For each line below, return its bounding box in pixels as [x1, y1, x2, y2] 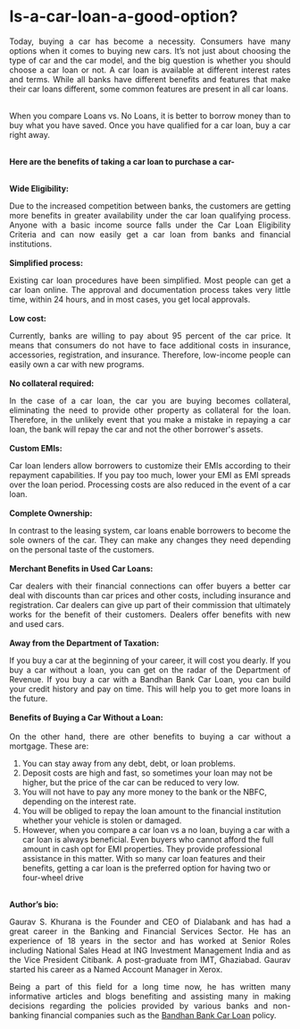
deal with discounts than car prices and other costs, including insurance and [9, 589, 291, 601]
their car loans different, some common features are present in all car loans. [9, 83, 288, 94]
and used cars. [9, 618, 64, 629]
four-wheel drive [21, 871, 84, 883]
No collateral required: [9, 378, 95, 389]
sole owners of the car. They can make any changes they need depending [9, 535, 291, 545]
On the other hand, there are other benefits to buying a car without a [9, 731, 291, 742]
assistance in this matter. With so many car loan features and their [21, 853, 266, 863]
